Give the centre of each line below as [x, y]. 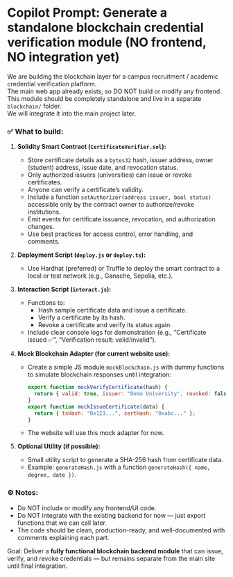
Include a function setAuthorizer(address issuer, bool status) [119, 197]
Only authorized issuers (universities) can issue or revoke [110, 175]
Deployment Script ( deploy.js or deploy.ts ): [81, 255]
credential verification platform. [52, 84]
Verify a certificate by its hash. [81, 317]
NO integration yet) [63, 57]
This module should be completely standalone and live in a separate [104, 98]
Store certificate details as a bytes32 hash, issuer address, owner [120, 160]
